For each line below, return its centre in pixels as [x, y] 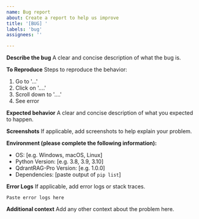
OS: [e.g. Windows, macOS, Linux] [59, 155]
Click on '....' [31, 88]
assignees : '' [24, 35]
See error [27, 101]
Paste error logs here [35, 198]
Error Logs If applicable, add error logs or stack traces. [76, 186]
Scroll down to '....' [39, 94]
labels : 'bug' [24, 29]
